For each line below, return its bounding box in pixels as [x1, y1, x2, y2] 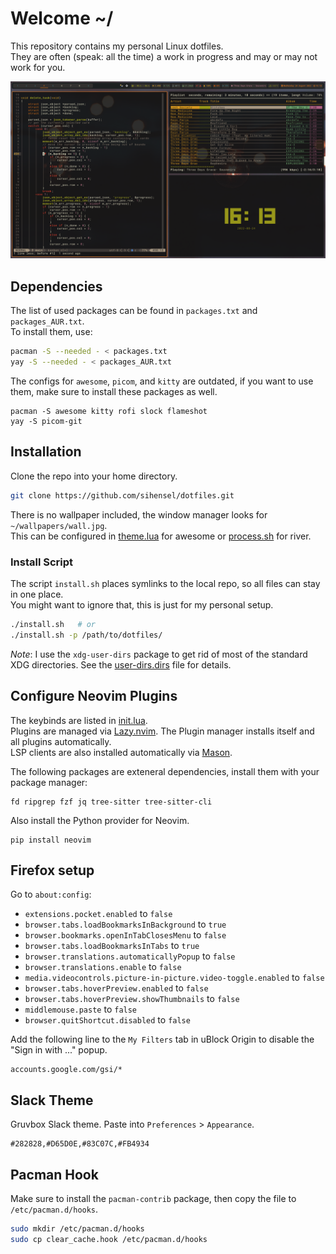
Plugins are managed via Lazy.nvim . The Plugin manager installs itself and [10, 725, 315, 737]
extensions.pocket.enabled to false [24, 908, 173, 920]
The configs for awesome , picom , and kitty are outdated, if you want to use [10, 375, 314, 387]
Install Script [10, 555, 74, 569]
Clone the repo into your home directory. [10, 470, 178, 482]
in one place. [10, 588, 64, 600]
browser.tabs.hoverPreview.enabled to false [24, 982, 209, 994]
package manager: [10, 776, 88, 788]
